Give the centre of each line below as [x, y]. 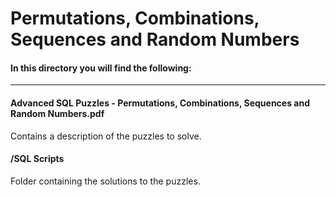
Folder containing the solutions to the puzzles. [105, 181]
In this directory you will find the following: [101, 68]
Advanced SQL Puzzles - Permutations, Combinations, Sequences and [160, 103]
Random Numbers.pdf [57, 113]
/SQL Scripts [37, 159]
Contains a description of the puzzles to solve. [106, 136]
